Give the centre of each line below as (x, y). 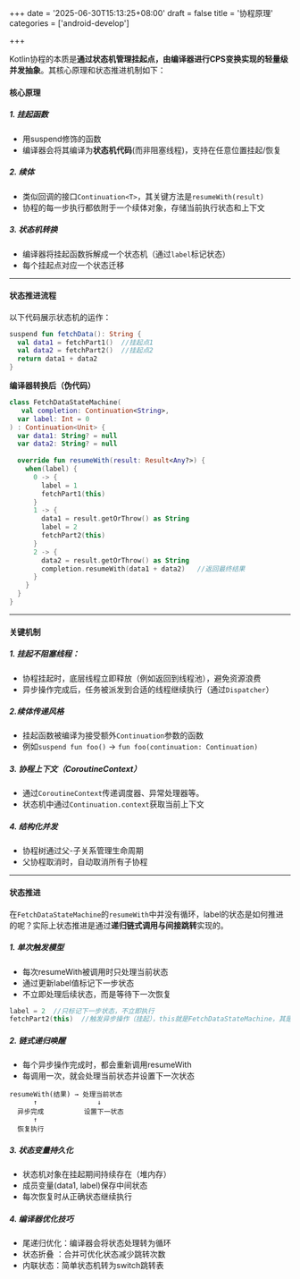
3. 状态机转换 (33, 230)
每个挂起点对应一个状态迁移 (73, 265)
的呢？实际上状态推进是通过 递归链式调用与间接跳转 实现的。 (119, 925)
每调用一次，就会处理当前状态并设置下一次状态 (108, 1076)
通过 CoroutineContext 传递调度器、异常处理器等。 (113, 793)
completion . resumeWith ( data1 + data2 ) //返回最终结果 (143, 569)
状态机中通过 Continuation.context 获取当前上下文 (113, 804)
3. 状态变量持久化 (42, 1150)
